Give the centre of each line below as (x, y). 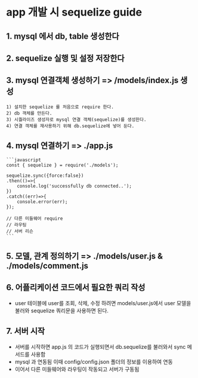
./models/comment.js (47, 265)
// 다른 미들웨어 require (35, 219)
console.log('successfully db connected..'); (75, 186)
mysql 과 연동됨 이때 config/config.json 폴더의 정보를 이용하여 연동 (94, 361)
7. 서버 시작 (26, 331)
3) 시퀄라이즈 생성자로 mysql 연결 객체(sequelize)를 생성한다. (76, 119)
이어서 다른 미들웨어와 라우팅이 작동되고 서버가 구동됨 (77, 369)
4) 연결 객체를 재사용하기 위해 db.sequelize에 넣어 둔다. (70, 126)
